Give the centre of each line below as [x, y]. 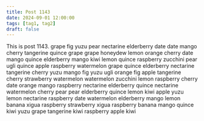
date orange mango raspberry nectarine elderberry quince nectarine [92, 86]
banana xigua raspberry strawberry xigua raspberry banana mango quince [100, 105]
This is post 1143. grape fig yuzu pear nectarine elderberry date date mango [102, 46]
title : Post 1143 [28, 12]
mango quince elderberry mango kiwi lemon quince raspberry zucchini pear [102, 59]
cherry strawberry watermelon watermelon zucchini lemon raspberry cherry [102, 79]
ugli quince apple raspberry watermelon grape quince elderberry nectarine [100, 66]
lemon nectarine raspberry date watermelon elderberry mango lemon [93, 98]
